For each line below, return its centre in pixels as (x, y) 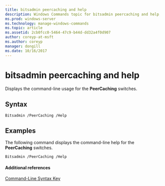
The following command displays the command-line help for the (70, 143)
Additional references (28, 167)
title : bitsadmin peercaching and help (46, 10)
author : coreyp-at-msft (29, 37)
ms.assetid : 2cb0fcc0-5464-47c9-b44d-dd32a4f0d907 (58, 32)
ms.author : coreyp (24, 42)
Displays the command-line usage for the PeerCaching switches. (71, 89)
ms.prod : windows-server (30, 19)
